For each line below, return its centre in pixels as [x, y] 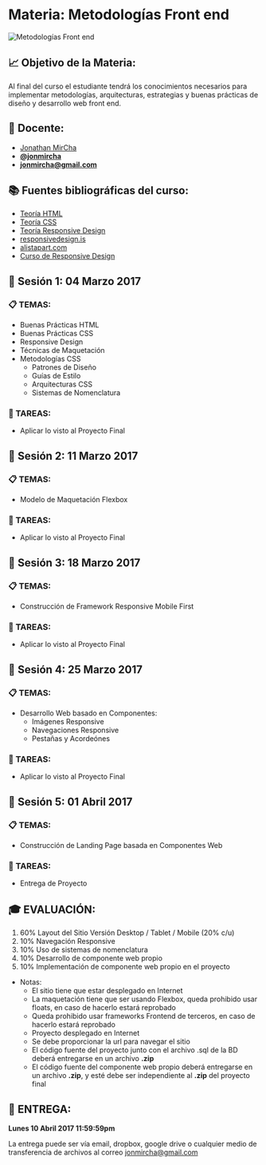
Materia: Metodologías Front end [119, 15]
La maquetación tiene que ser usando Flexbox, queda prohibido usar [145, 999]
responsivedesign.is [53, 239]
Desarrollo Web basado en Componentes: [88, 713]
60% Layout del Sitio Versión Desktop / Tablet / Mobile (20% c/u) [127, 933]
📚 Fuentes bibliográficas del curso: [98, 190]
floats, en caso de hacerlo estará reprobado [104, 1008]
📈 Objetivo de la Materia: [72, 63]
